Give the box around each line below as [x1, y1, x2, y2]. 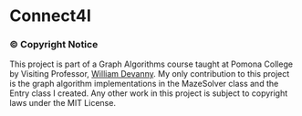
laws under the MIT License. [9, 98, 117, 109]
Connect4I [9, 5, 91, 26]
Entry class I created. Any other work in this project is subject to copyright [9, 88, 288, 99]
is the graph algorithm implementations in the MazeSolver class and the [9, 79, 279, 90]
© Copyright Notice [9, 38, 99, 51]
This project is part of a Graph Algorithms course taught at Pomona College [9, 58, 294, 69]
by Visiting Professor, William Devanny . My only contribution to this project [9, 69, 290, 79]
